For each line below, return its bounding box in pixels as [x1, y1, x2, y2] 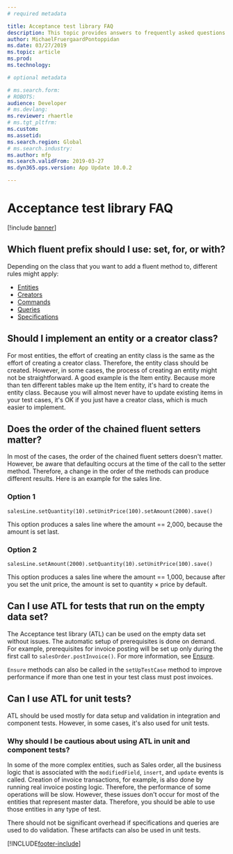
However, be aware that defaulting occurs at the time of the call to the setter [7, 460, 226, 468]
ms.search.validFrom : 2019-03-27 [7, 158, 104, 165]
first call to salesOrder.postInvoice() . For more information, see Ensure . [7, 651, 215, 660]
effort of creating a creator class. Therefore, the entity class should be [7, 358, 209, 367]
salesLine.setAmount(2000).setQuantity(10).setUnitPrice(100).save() [7, 560, 214, 567]
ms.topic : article [7, 49, 61, 56]
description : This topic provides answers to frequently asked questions [7, 29, 226, 36]
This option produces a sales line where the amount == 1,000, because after [7, 572, 226, 581]
